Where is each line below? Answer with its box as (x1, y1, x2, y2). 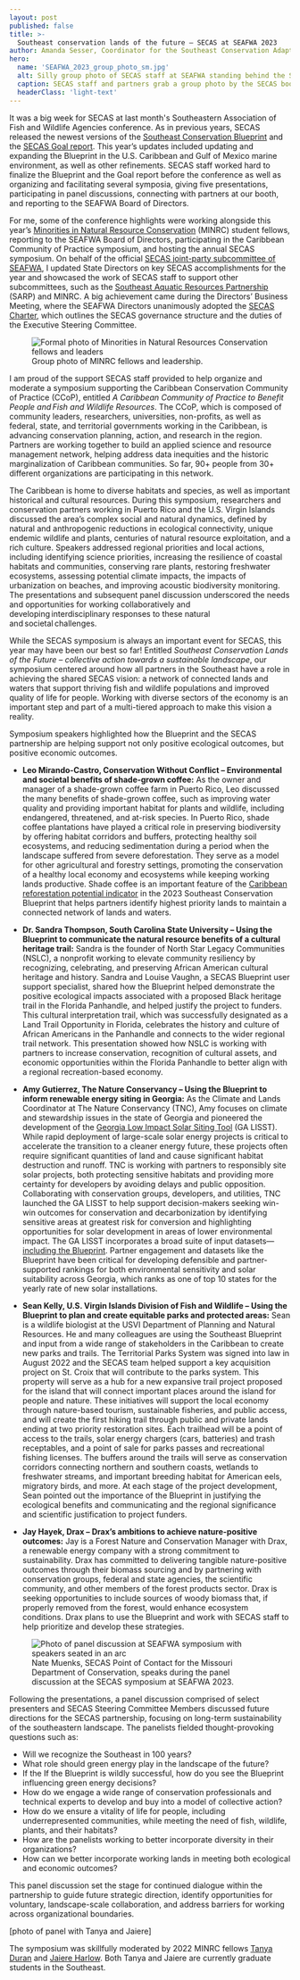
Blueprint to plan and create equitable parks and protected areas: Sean (21, 1310, 291, 1320)
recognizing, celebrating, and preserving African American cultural (21, 961, 269, 973)
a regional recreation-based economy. (21, 1066, 163, 1077)
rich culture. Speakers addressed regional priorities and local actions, (9, 542, 265, 553)
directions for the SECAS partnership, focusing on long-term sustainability (9, 1712, 282, 1723)
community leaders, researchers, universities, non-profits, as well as (9, 411, 262, 421)
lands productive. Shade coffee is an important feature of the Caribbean (21, 878, 287, 889)
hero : (9, 54, 29, 63)
